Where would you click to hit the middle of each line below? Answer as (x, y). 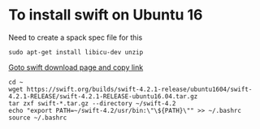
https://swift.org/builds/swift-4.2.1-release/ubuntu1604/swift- (139, 89)
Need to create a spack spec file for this (76, 37)
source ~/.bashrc (38, 118)
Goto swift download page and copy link (76, 67)
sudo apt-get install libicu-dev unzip (76, 52)
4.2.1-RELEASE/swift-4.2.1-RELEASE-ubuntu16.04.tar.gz (103, 96)
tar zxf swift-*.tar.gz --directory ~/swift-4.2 (92, 103)
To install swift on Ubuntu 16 (106, 15)
